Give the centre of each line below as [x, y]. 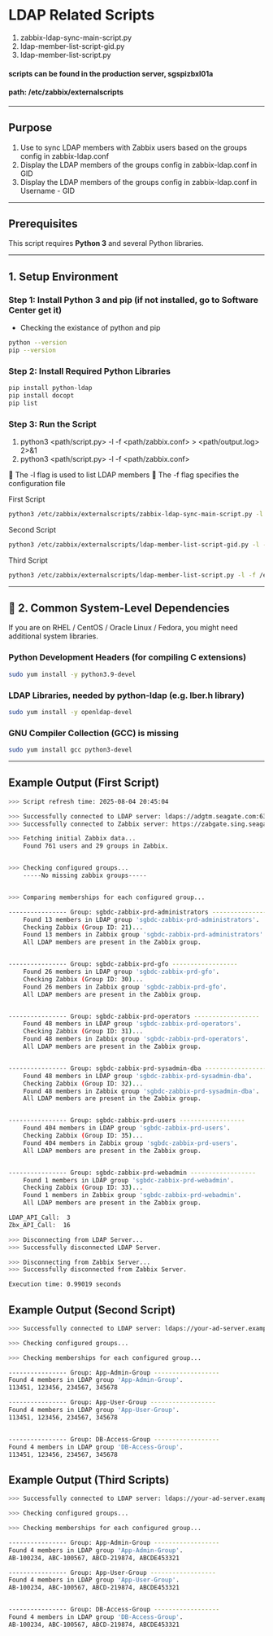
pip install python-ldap [50, 388]
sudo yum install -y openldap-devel [70, 712]
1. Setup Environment [63, 276]
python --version [38, 343]
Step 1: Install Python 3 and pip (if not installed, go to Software [133, 300]
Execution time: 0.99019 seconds [65, 1284]
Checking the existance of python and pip [90, 328]
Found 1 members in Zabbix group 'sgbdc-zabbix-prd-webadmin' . [132, 1195]
